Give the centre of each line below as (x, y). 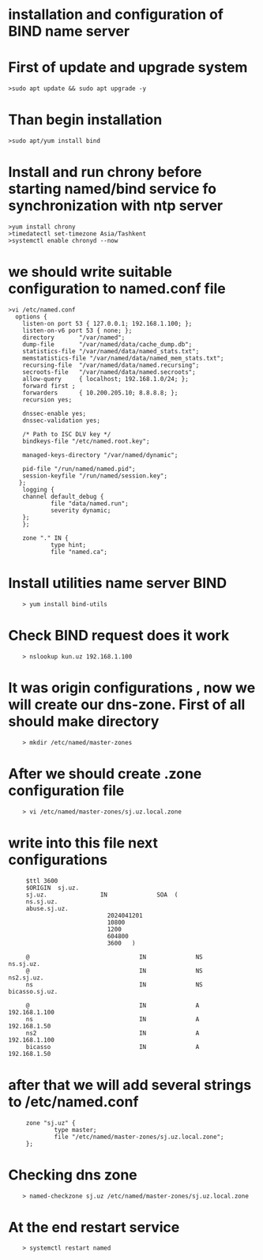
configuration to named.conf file (117, 289)
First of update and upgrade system (128, 68)
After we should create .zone (105, 773)
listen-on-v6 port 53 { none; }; (77, 330)
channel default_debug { (63, 496)
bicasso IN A (113, 1047)
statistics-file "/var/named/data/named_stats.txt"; (111, 351)
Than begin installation (85, 120)
